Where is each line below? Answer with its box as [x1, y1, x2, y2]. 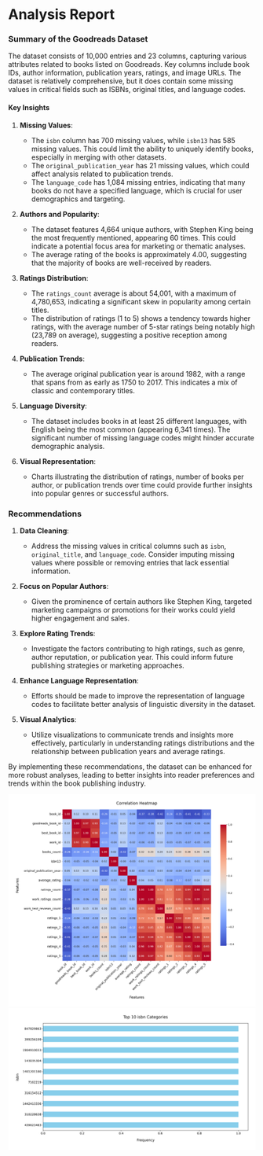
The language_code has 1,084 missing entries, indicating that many [31, 177, 246, 186]
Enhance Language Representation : [19, 676, 139, 685]
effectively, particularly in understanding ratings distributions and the [31, 738, 255, 748]
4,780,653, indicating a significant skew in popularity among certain [31, 296, 251, 306]
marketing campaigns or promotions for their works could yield [31, 605, 236, 614]
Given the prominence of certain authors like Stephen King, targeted [31, 596, 253, 606]
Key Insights [8, 103, 50, 112]
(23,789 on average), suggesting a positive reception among [31, 330, 228, 340]
